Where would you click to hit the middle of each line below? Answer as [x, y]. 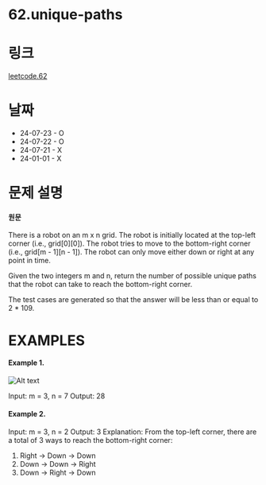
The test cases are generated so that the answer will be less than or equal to [133, 300]
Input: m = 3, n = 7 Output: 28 [57, 396]
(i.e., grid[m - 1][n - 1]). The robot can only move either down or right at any [131, 252]
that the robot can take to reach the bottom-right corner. [100, 285]
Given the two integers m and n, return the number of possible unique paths [132, 276]
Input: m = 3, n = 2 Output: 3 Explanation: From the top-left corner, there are [133, 432]
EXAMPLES [46, 340]
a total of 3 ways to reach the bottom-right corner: [91, 440]
